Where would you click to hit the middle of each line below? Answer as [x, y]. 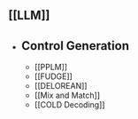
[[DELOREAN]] [61, 86]
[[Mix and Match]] [67, 95]
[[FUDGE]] [53, 76]
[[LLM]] [29, 16]
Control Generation [75, 46]
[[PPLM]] [51, 67]
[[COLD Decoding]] [69, 105]
